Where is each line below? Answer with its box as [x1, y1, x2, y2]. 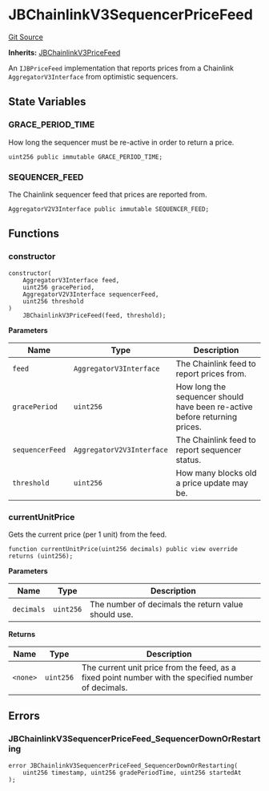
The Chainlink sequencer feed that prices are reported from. [8, 189, 207, 199]
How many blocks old [175, 467, 257, 478]
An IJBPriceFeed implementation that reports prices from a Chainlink [8, 63, 235, 73]
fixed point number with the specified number [81, 671, 254, 683]
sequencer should [175, 391, 244, 402]
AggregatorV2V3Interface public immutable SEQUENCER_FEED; [8, 205, 210, 213]
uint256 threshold [22, 297, 84, 306]
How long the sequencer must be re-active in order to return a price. [8, 137, 235, 147]
